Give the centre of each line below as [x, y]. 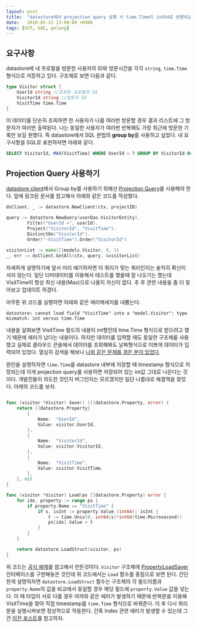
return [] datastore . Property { [54, 408]
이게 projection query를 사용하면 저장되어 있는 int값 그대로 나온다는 [104, 372]
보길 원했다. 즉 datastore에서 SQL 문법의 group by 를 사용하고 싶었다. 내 [100, 135]
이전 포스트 [25, 618]
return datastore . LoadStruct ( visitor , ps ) [69, 549]
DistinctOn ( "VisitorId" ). [59, 234]
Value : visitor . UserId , [66, 425]
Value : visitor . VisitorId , [70, 446]
